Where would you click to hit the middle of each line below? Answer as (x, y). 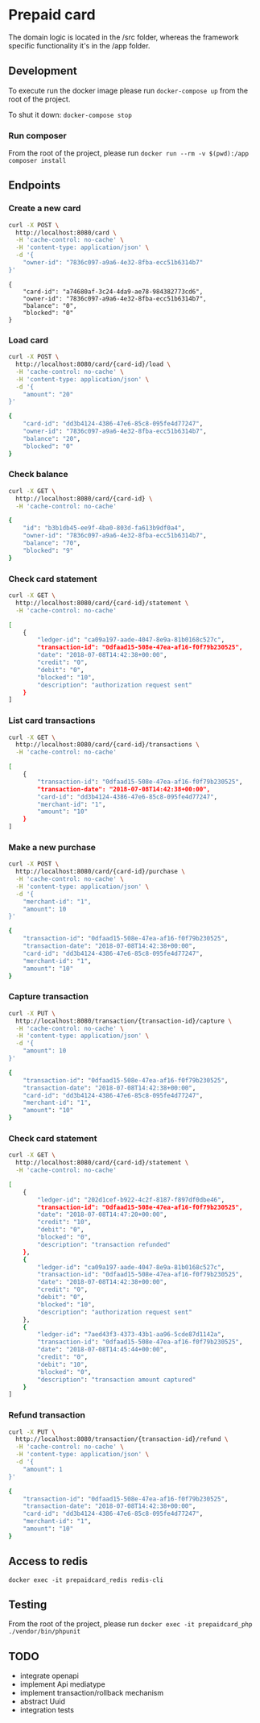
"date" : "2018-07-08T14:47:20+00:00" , (102, 1214)
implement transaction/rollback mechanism (91, 1693)
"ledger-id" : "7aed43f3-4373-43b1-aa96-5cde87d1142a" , (131, 1335)
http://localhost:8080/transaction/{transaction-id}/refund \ (122, 1439)
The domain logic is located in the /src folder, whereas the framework (124, 37)
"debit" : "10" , (63, 1364)
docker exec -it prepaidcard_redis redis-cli (86, 1580)
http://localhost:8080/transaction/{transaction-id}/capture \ (124, 1021)
